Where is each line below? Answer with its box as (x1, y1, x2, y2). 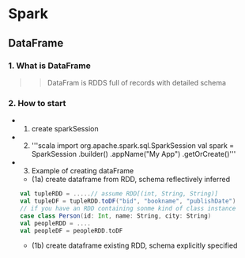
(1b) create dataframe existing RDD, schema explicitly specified (31, 241, 238, 250)
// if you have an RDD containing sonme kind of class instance (19, 204, 236, 212)
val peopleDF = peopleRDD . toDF (19, 226, 123, 234)
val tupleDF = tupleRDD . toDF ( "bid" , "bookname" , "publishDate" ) (19, 197, 236, 206)
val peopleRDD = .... (19, 219, 92, 227)
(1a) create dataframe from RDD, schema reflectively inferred (31, 175, 231, 184)
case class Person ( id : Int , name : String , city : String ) (19, 211, 212, 220)
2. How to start (8, 97, 66, 108)
